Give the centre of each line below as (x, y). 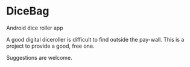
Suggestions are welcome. (39, 57)
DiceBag (28, 11)
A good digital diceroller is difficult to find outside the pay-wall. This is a (95, 39)
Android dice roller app (35, 28)
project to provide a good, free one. (50, 46)
